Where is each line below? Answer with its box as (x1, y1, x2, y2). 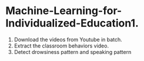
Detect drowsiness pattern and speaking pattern (14, 48, 132, 55)
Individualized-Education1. (5, 16, 139, 30)
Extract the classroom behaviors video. (14, 42, 109, 49)
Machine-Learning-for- (5, 4, 122, 18)
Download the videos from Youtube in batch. (14, 36, 123, 43)
